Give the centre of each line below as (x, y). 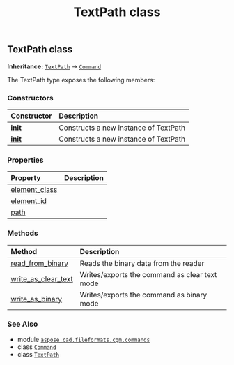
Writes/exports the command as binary (143, 295)
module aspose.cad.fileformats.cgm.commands (84, 339)
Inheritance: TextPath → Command (54, 66)
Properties (25, 160)
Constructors (30, 98)
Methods (23, 233)
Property (26, 178)
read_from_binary (39, 263)
